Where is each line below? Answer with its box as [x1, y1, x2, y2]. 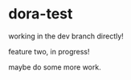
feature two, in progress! [8, 46, 90, 56]
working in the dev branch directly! [8, 31, 125, 41]
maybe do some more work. [8, 62, 102, 72]
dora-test [8, 5, 73, 23]
